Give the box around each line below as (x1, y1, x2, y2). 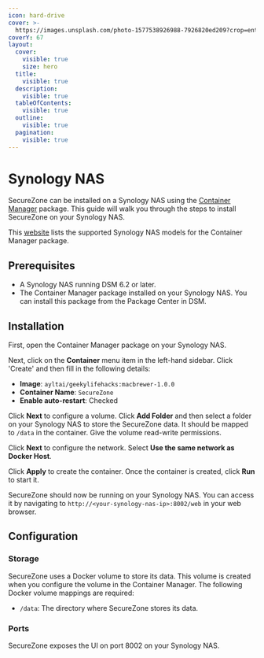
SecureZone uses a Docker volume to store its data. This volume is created (8, 571, 251, 581)
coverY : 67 (8, 33, 44, 42)
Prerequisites (8, 259, 75, 272)
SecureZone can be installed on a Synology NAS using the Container (8, 196, 231, 205)
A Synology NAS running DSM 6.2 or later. (19, 280, 156, 290)
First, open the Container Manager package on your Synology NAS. (8, 340, 226, 350)
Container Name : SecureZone (19, 387, 114, 397)
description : (15, 84, 58, 93)
